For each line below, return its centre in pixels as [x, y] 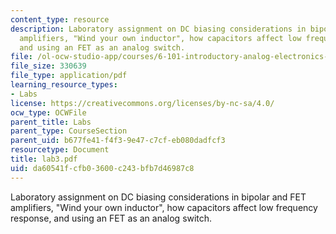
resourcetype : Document [60, 150]
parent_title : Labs [51, 122]
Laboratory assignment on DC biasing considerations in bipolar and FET [158, 197]
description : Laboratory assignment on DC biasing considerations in [158, 29]
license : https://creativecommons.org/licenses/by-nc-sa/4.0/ [142, 103]
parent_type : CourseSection [69, 131]
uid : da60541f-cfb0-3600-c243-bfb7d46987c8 [102, 168]
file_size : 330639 [48, 66]
